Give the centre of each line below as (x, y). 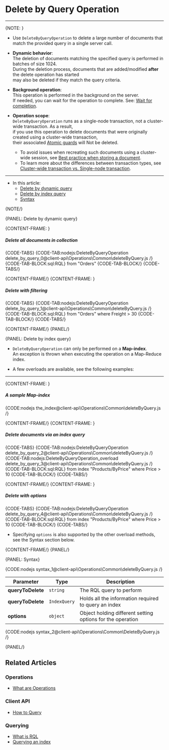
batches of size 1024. (34, 64)
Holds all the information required (119, 598)
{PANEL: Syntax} (23, 559)
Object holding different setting (116, 613)
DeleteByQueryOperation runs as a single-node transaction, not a (79, 121)
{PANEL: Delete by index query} (38, 339)
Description (120, 582)
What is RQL (25, 736)
